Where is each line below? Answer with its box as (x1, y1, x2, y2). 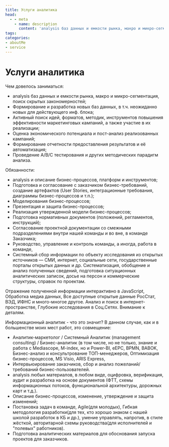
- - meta (10, 17, 28, 22)
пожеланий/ (115, 361, 141, 367)
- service (5, 45, 26, 50)
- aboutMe (5, 40, 26, 45)
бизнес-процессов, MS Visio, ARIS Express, (12, 355, 106, 361)
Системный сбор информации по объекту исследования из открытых (12, 251, 163, 257)
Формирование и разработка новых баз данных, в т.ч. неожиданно (12, 104, 157, 110)
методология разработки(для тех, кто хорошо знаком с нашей (12, 409, 147, 415)
